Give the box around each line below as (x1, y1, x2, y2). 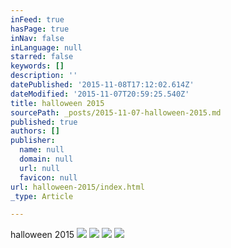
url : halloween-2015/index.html (10, 182, 145, 192)
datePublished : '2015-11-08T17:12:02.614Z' (10, 80, 195, 90)
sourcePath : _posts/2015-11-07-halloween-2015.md (10, 107, 222, 118)
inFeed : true (10, 14, 65, 25)
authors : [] (10, 126, 60, 136)
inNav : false (10, 33, 65, 43)
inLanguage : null (10, 42, 83, 53)
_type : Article (10, 191, 74, 201)
